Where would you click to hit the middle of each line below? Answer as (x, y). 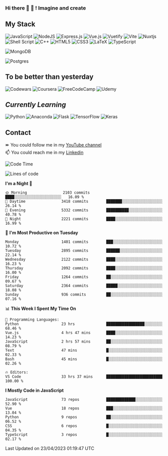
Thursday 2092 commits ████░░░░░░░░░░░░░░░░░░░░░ (84, 268)
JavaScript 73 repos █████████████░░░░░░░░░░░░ (84, 400)
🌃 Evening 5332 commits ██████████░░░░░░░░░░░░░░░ (84, 210)
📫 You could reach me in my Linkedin (44, 153)
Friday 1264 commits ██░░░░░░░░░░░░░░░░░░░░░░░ (84, 277)
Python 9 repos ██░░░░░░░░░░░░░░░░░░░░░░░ (84, 417)
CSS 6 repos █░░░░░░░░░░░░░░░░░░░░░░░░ (84, 426)
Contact (18, 132)
